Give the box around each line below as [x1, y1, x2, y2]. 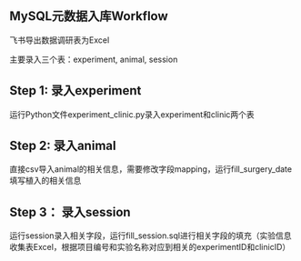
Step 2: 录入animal [9, 138, 116, 154]
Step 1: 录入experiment [9, 83, 142, 98]
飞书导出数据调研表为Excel [9, 35, 110, 45]
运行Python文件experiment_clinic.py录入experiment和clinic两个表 [9, 108, 255, 120]
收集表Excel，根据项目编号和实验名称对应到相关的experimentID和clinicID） [9, 242, 291, 253]
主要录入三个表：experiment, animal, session [9, 54, 178, 65]
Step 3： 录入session [9, 204, 131, 220]
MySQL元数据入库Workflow [9, 8, 168, 25]
